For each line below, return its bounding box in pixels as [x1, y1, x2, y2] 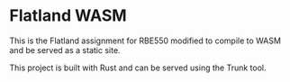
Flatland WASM [9, 5, 128, 26]
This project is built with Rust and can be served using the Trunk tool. [9, 62, 267, 73]
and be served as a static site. [9, 44, 121, 55]
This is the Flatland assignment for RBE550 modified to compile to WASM [9, 35, 282, 46]
